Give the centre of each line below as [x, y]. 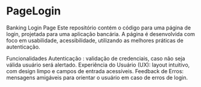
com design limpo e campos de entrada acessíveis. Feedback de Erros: [95, 71]
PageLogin [34, 11]
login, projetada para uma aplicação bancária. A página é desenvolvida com [101, 34]
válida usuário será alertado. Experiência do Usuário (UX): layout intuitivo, [98, 65]
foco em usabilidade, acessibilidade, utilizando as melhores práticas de [95, 40]
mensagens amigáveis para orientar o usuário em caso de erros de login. [97, 77]
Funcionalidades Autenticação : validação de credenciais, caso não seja [96, 58]
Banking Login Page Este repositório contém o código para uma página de [99, 28]
